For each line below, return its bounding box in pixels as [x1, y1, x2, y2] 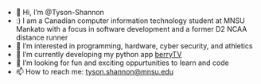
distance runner [15, 32, 68, 42]
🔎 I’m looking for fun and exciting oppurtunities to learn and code [15, 58, 229, 67]
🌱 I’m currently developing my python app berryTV [15, 50, 182, 59]
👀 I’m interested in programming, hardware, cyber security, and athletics [15, 41, 253, 51]
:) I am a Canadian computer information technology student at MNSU [15, 16, 245, 25]
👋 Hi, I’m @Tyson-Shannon [15, 8, 105, 17]
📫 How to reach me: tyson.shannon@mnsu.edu [15, 67, 173, 76]
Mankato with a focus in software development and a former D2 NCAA [15, 25, 247, 33]
